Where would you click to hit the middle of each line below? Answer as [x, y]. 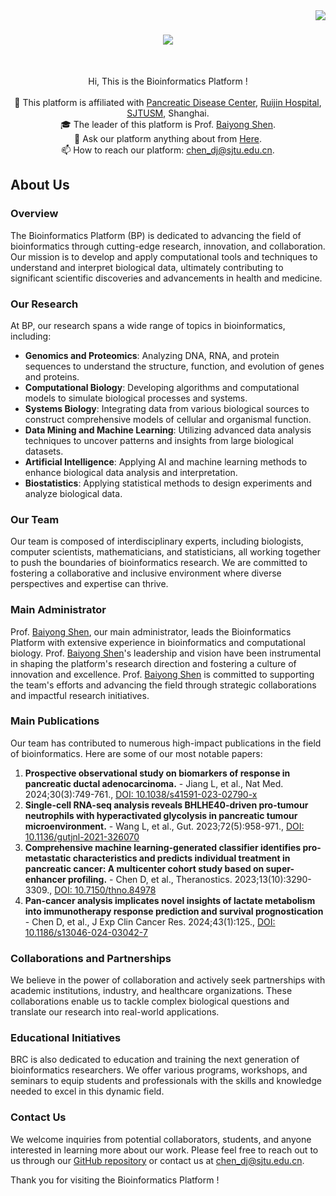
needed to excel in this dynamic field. [87, 1091]
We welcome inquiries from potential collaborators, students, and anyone [161, 1139]
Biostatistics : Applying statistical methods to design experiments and [168, 483]
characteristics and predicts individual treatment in [181, 858]
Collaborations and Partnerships [91, 958]
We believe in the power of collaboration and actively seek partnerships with [168, 980]
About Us [40, 185]
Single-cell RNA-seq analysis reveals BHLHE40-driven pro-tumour [166, 805]
